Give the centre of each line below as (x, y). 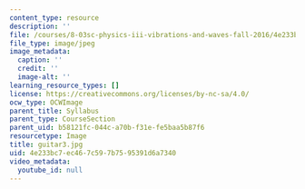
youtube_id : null (50, 170)
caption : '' (40, 60)
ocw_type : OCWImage (46, 102)
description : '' (40, 26)
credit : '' (38, 69)
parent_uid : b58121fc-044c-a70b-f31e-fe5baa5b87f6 (107, 128)
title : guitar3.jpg (46, 144)
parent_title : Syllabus (54, 111)
